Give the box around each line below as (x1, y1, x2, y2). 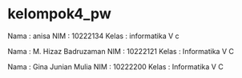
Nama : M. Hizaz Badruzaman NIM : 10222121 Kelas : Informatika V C (7, 46, 234, 56)
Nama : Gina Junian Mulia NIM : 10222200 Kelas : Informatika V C (7, 61, 224, 72)
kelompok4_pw (7, 5, 111, 23)
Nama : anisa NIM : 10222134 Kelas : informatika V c (7, 31, 179, 41)
